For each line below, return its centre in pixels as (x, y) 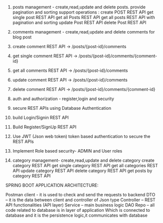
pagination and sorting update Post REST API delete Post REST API (80, 22)
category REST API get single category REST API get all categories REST (85, 165)
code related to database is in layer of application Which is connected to (78, 210)
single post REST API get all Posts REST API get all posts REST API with (84, 17)
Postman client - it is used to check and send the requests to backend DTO (81, 195)
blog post (22, 37)
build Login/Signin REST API (41, 118)
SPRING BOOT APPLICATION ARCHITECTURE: (52, 185)
